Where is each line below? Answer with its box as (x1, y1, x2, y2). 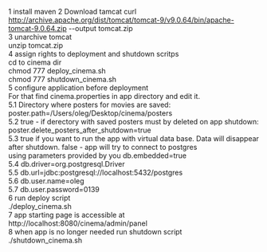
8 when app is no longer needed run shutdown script (8, 227, 183, 236)
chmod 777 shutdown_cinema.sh (8, 75, 117, 84)
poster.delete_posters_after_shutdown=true (8, 125, 151, 135)
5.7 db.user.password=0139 (8, 185, 100, 194)
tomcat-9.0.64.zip (8, 24, 67, 33)
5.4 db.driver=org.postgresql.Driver (8, 159, 125, 168)
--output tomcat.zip (68, 24, 133, 33)
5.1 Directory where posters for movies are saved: (8, 100, 171, 109)
